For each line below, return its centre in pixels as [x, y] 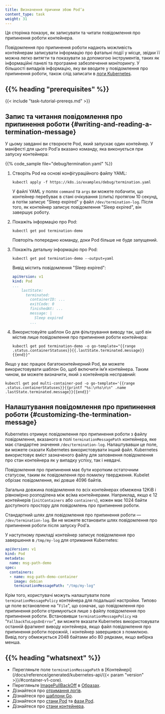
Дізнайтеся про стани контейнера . [48, 706]
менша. [13, 642]
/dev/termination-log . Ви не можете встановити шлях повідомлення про [81, 520]
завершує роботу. [31, 212]
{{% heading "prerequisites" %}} [57, 89]
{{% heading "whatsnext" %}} [53, 658]
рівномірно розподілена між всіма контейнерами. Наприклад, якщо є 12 [81, 495]
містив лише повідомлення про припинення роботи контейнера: [80, 337]
